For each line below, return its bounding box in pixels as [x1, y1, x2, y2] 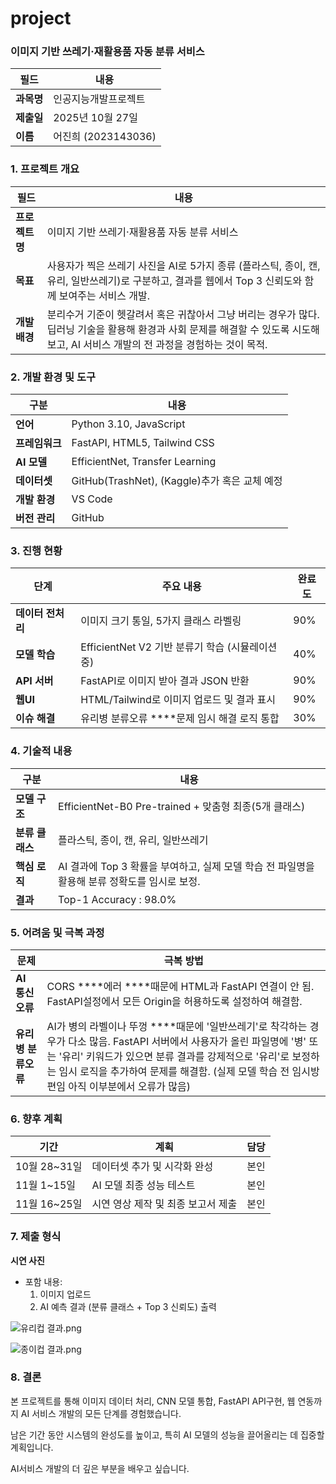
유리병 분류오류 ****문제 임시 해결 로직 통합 [80, 712, 280, 726]
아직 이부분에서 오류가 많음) [68, 1079, 192, 1093]
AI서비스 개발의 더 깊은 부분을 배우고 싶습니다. [10, 1462, 190, 1474]
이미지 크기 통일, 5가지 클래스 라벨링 [80, 614, 242, 628]
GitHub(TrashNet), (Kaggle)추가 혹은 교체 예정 [71, 474, 283, 488]
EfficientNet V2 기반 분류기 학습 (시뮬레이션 [80, 640, 278, 654]
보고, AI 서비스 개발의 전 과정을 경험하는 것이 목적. [46, 337, 268, 351]
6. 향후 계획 [10, 1112, 63, 1126]
